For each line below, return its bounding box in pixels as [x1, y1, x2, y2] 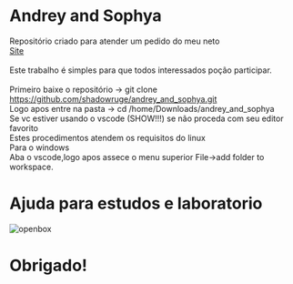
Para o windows [9, 142, 70, 153]
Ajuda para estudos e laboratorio [9, 193, 263, 214]
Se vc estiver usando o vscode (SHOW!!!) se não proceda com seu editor [9, 113, 284, 124]
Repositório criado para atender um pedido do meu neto [9, 35, 220, 46]
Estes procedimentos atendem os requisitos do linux [9, 132, 207, 143]
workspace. [9, 161, 54, 172]
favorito [9, 122, 39, 133]
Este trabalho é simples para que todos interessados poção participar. [9, 65, 273, 76]
